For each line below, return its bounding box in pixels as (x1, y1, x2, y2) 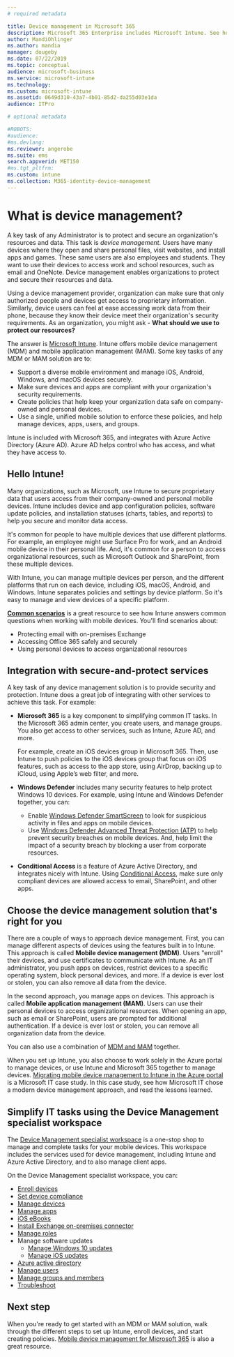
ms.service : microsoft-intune (7, 75, 95, 82)
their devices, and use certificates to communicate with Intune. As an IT (7, 957, 214, 965)
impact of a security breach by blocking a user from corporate (27, 841, 207, 850)
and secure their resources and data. (7, 275, 114, 283)
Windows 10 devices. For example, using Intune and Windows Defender (17, 790, 224, 799)
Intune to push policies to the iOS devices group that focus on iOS (17, 755, 207, 763)
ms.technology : (7, 81, 52, 88)
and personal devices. (38, 405, 102, 413)
